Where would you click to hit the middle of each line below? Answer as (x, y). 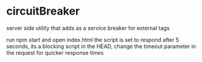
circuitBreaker (43, 11)
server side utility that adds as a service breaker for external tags (88, 28)
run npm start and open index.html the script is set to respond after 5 (93, 40)
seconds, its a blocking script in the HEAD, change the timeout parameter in (101, 46)
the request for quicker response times (55, 52)
